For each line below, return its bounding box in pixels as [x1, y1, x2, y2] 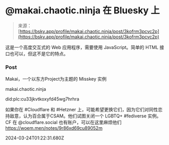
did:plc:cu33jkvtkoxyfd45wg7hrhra [5, 96, 79, 102]
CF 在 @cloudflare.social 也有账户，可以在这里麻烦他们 [5, 119, 122, 126]
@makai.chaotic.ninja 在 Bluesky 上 [5, 5, 160, 16]
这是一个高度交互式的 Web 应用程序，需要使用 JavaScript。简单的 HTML [5, 44, 159, 50]
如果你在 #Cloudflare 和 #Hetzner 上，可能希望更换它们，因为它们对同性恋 [5, 107, 163, 113]
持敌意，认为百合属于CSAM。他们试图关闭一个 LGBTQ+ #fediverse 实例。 [5, 113, 161, 119]
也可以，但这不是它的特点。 [9, 51, 68, 57]
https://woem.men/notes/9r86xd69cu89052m [5, 125, 103, 131]
